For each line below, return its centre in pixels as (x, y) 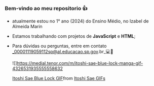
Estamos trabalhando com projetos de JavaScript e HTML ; (74, 36)
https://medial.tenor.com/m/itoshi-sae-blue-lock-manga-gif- (80, 63)
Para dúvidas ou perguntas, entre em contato (59, 46)
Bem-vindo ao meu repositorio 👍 (46, 8)
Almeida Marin (27, 27)
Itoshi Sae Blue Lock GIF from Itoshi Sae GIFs (59, 78)
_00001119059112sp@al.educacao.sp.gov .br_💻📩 (63, 52)
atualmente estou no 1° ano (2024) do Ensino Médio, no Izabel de (80, 21)
